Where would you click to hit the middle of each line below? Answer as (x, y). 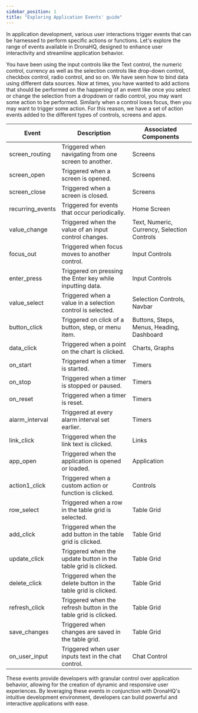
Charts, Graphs (153, 348)
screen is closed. (85, 195)
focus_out (23, 254)
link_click (22, 440)
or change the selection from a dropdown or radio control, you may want (94, 96)
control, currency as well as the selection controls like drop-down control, (96, 70)
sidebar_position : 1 (32, 12)
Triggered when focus (92, 246)
